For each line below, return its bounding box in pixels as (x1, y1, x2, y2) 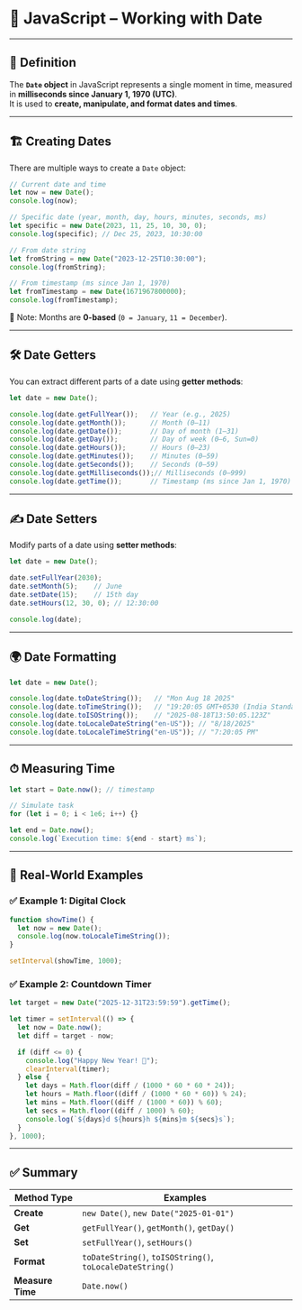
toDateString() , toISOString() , (82, 1250, 214, 1263)
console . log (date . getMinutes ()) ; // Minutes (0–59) (9, 452, 219, 461)
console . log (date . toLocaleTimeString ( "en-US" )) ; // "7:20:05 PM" (9, 728, 259, 737)
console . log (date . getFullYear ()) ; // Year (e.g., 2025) (9, 409, 231, 418)
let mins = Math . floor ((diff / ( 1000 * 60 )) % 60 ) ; (25, 1098, 223, 1107)
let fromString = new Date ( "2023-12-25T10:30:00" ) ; (9, 254, 207, 263)
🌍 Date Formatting (9, 649, 117, 665)
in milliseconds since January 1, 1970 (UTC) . (9, 88, 178, 99)
